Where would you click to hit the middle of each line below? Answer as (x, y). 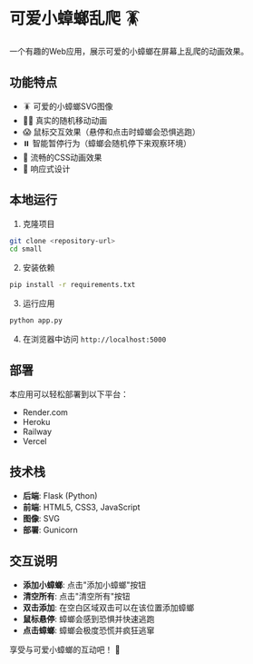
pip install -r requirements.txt (73, 285)
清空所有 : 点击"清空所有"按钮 (76, 596)
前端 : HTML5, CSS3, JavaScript (81, 507)
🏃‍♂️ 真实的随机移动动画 (65, 120)
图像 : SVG (41, 518)
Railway (37, 431)
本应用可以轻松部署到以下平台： (69, 394)
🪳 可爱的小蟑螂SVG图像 (68, 106)
